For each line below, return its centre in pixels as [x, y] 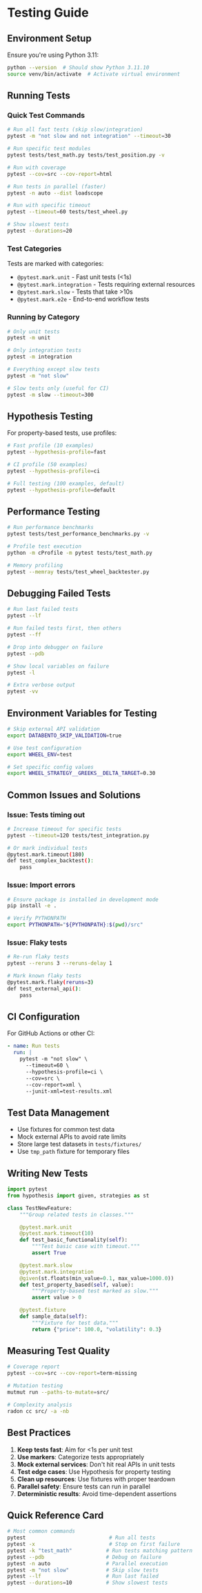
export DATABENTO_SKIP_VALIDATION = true [64, 736]
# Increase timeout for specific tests [64, 829]
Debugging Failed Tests [59, 594]
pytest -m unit [29, 338]
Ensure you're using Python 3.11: [53, 55]
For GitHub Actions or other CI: [51, 1033]
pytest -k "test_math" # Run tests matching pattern [100, 1550]
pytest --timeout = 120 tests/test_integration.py [78, 835]
